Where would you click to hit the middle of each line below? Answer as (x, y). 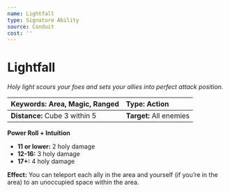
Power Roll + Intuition (39, 133)
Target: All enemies (158, 116)
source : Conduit (31, 26)
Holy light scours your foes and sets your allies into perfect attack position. (115, 87)
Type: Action (147, 104)
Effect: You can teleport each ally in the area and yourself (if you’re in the (113, 175)
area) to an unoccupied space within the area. (73, 183)
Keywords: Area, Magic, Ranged (65, 104)
